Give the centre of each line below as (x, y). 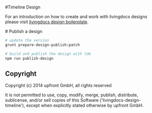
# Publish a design (24, 31)
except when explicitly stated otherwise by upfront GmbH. (85, 106)
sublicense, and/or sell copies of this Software (52, 100)
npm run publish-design (29, 58)
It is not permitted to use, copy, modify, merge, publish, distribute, (72, 95)
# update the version (27, 40)
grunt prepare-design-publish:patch (42, 45)
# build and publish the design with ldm (48, 54)
